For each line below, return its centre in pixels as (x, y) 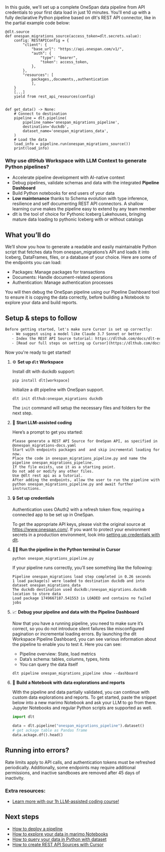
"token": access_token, (65, 62)
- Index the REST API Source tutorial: (52, 339)
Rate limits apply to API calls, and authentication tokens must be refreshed (80, 762)
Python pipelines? (27, 167)
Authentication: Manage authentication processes (63, 282)
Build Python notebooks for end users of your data (63, 193)
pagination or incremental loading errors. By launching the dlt (74, 634)
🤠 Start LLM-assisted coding (42, 423)
